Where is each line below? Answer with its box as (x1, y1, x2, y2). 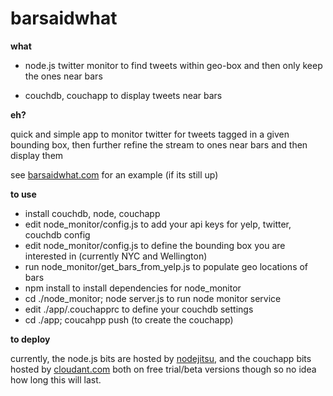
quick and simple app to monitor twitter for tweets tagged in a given (10, 128, 290, 140)
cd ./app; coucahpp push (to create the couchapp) (24, 313, 234, 326)
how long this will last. (10, 373, 102, 386)
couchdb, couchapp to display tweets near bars (24, 89, 223, 101)
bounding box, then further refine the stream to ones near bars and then (10, 138, 308, 151)
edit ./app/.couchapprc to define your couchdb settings (24, 303, 254, 315)
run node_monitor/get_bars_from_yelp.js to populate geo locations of (24, 260, 309, 272)
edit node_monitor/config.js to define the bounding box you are (24, 239, 286, 251)
